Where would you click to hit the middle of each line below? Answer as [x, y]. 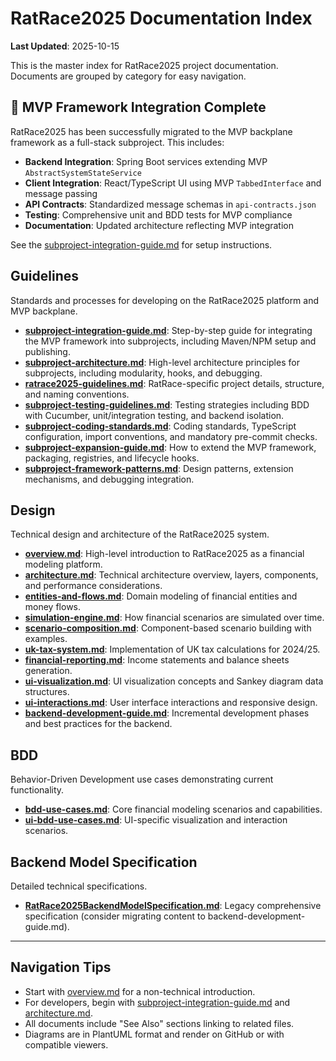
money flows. [53, 607]
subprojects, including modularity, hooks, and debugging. [143, 373]
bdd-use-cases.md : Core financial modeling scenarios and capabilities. [173, 809]
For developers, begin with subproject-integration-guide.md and [157, 1002]
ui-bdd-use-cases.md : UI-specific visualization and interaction [156, 820]
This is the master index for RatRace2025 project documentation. [144, 65]
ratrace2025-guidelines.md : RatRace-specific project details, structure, [174, 383]
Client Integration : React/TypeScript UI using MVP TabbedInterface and [173, 183]
